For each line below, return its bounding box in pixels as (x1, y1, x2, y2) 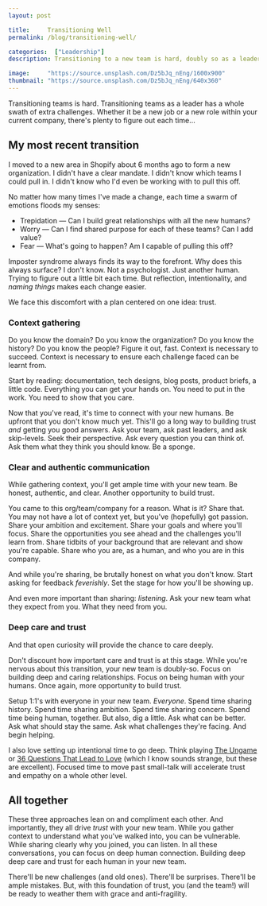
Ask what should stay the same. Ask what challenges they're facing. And (8, 721, 246, 731)
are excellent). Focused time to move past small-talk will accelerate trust (8, 762, 246, 772)
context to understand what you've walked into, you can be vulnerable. (8, 831, 241, 841)
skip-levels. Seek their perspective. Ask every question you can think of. (8, 433, 245, 443)
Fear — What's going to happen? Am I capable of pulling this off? (19, 241, 234, 250)
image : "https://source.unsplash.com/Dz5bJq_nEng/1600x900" (8, 69, 226, 78)
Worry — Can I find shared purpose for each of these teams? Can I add (19, 224, 253, 234)
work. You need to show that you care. (8, 393, 135, 402)
